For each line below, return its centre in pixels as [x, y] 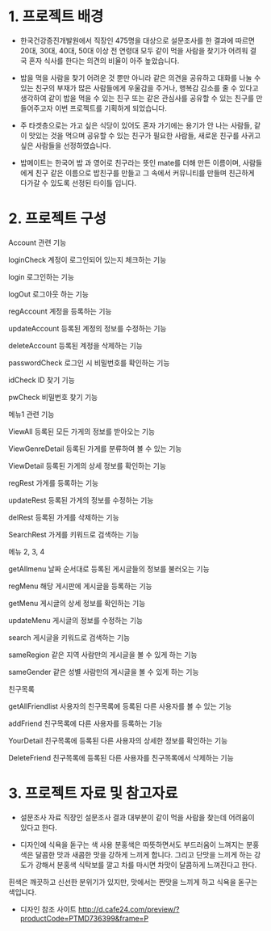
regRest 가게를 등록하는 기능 [54, 482]
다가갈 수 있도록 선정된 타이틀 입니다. [78, 183]
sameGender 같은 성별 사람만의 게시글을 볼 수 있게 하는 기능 [104, 672]
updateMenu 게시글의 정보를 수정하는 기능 [76, 620]
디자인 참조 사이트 [48, 909]
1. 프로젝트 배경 [56, 17]
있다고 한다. [39, 827]
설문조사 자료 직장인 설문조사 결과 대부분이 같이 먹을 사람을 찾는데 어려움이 [138, 817]
